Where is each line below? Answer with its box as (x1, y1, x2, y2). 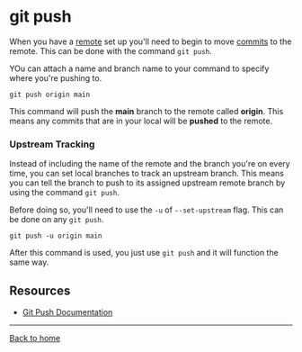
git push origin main (9, 90, 91, 99)
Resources (9, 283, 71, 298)
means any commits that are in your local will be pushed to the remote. (9, 115, 272, 126)
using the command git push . (9, 187, 120, 198)
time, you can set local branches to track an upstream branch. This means (9, 168, 285, 179)
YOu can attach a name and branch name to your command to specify (9, 63, 270, 74)
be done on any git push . (9, 214, 104, 225)
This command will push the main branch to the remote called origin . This (9, 105, 284, 116)
